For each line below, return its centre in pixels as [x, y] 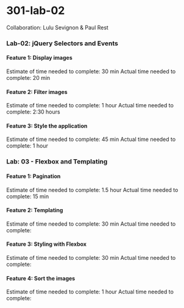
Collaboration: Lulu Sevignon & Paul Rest [57, 27]
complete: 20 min [28, 78]
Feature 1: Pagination [34, 176]
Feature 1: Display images [40, 58]
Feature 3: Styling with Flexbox [47, 244]
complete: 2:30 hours [33, 112]
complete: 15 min [28, 196]
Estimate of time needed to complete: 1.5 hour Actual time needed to [92, 190]
